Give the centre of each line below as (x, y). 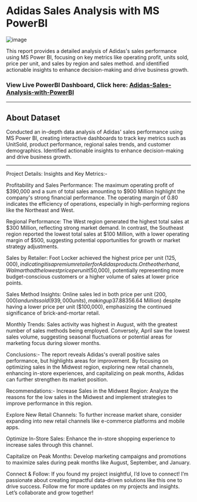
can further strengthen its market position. (57, 380)
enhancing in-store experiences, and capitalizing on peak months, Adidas (95, 373)
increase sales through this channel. (50, 445)
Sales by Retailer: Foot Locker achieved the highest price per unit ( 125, (91, 258)
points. (14, 283)
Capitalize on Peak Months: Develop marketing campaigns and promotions (96, 456)
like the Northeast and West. (40, 210)
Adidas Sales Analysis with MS (83, 11)
